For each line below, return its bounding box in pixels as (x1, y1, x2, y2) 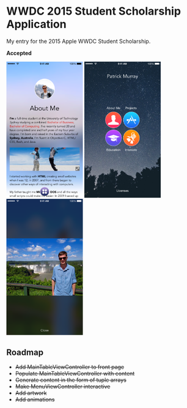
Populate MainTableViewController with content (15, 370, 135, 377)
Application (6, 17, 67, 31)
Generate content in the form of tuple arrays (15, 376, 127, 384)
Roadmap (6, 347, 44, 357)
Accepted (6, 49, 32, 56)
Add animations (15, 396, 55, 403)
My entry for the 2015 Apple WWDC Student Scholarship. (6, 37, 151, 45)
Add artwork (15, 390, 47, 397)
